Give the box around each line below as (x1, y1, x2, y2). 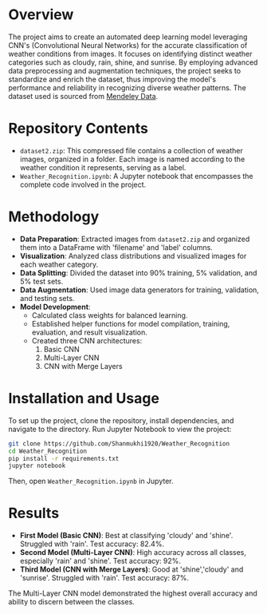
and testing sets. (19, 293, 75, 303)
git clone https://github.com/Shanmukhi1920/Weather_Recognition (8, 439, 230, 448)
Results (8, 505, 60, 522)
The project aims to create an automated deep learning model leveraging (8, 32, 248, 42)
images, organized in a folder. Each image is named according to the (19, 154, 245, 164)
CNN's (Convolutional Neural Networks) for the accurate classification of (8, 40, 248, 50)
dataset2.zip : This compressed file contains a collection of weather (19, 145, 243, 155)
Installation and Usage (8, 390, 159, 407)
